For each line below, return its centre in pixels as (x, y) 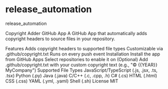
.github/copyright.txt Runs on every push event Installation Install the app (83, 54)
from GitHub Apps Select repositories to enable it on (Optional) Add (77, 59)
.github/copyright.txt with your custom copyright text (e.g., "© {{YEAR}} (81, 65)
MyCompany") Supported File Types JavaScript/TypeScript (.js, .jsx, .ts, (81, 70)
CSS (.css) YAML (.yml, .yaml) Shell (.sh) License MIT (62, 81)
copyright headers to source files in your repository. (60, 39)
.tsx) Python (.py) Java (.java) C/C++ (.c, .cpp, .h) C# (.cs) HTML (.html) (81, 75)
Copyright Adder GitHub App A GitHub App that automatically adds (76, 33)
